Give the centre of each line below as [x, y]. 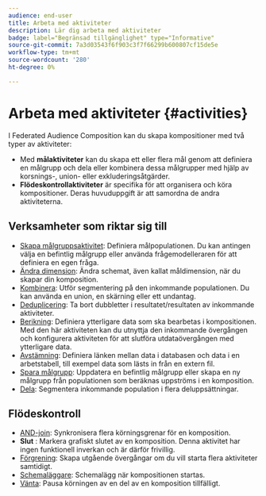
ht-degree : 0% [32, 67]
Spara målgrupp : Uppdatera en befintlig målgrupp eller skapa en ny [130, 372]
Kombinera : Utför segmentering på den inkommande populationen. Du [135, 287]
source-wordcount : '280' [49, 60]
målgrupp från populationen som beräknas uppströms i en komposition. [137, 380]
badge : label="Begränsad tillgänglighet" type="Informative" [112, 38]
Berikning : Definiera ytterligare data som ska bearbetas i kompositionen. [138, 321]
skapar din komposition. [59, 279]
